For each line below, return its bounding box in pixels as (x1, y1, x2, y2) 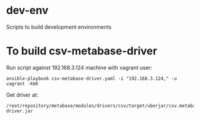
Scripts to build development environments (6, 23, 112, 30)
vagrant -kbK (6, 81, 39, 87)
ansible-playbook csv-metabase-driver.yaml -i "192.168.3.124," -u (6, 75, 177, 81)
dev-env (6, 4, 49, 17)
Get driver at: (6, 91, 39, 99)
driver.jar (6, 108, 33, 114)
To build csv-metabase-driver (6, 44, 158, 58)
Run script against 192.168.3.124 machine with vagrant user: (6, 64, 153, 71)
